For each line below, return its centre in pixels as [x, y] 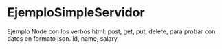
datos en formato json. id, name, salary [63, 38]
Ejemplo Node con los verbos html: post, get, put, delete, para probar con [111, 31]
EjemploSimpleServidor [76, 13]
